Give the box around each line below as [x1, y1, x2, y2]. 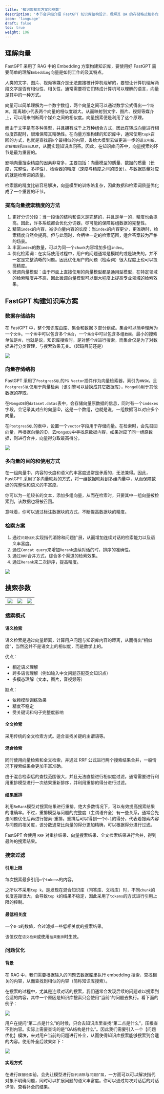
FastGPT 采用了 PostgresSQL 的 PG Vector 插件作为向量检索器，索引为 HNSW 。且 [5, 378, 157, 384]
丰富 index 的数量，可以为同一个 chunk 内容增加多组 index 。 [12, 245, 127, 250]
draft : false [5, 21, 32, 26]
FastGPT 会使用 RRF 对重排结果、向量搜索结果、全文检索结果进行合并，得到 [5, 832, 157, 838]
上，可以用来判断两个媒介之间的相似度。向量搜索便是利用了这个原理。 [5, 114, 146, 120]
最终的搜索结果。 [5, 838, 40, 844]
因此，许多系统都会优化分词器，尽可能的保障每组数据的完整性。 [20, 220, 149, 226]
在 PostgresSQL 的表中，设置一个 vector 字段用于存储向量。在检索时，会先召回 [5, 423, 158, 429]
